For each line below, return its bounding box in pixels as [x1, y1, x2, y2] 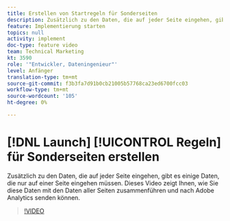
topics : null [7, 29, 44, 36]
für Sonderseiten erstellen [7, 149, 159, 165]
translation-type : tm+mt [7, 73, 78, 81]
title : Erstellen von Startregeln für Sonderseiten [7, 10, 157, 17]
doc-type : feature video [7, 42, 78, 49]
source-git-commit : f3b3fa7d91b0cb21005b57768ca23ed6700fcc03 [7, 80, 188, 87]
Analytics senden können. [7, 193, 81, 202]
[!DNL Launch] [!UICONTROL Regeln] [7, 135, 221, 151]
